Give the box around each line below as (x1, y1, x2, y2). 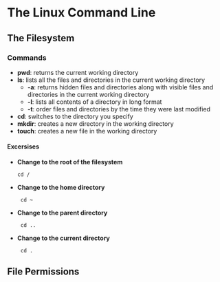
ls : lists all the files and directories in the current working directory (16, 76, 205, 84)
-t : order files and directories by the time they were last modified (27, 105, 211, 113)
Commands (7, 53, 47, 63)
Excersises (7, 142, 40, 151)
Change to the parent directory (16, 208, 108, 217)
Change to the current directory (16, 234, 110, 242)
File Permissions (7, 266, 80, 278)
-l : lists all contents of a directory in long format (27, 98, 162, 106)
